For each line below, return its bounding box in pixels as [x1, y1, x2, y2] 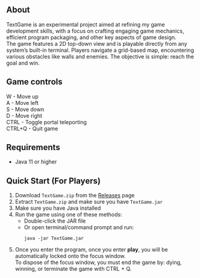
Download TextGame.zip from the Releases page [14, 192, 135, 199]
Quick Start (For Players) [6, 175, 101, 186]
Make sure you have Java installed [14, 204, 101, 212]
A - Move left [6, 99, 39, 106]
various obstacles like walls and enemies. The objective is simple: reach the [6, 52, 195, 60]
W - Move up [6, 93, 39, 100]
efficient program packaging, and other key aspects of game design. [6, 33, 177, 41]
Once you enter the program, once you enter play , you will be [14, 246, 168, 253]
